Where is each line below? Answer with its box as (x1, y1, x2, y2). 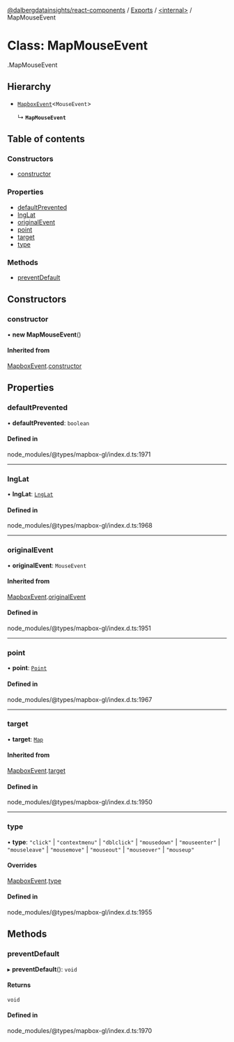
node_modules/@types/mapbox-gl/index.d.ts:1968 (7, 521, 153, 530)
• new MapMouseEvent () (7, 330, 81, 339)
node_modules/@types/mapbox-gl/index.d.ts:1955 (7, 907, 153, 916)
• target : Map (7, 735, 44, 743)
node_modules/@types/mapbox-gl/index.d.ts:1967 (7, 695, 153, 703)
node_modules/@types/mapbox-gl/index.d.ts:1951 (7, 624, 151, 633)
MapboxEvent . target (7, 767, 66, 775)
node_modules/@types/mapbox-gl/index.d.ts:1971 (7, 450, 151, 459)
